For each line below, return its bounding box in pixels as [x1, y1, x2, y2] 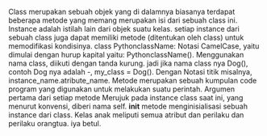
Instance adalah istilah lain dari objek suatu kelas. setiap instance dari [8, 24, 240, 33]
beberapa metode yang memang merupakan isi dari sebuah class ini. [8, 15, 238, 25]
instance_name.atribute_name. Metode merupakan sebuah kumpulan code [8, 76, 257, 85]
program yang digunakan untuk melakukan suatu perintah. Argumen [8, 84, 236, 94]
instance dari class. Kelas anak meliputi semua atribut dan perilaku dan [8, 110, 244, 120]
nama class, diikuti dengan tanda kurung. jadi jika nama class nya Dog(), [8, 58, 248, 68]
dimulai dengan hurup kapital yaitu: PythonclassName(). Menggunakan [8, 50, 244, 59]
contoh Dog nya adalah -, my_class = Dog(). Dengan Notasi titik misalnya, [8, 67, 252, 76]
